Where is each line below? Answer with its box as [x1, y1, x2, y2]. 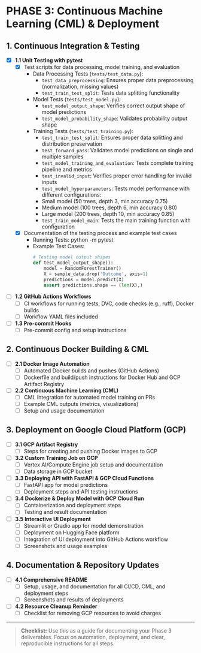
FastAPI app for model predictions [23, 482, 108, 489]
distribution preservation [41, 140, 103, 148]
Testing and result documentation [23, 508, 107, 516]
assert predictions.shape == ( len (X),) [44, 282, 143, 288]
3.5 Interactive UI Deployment [14, 515, 91, 522]
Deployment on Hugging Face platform [23, 529, 120, 536]
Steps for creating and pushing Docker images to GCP [23, 447, 157, 455]
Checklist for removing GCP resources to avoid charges [23, 609, 162, 616]
